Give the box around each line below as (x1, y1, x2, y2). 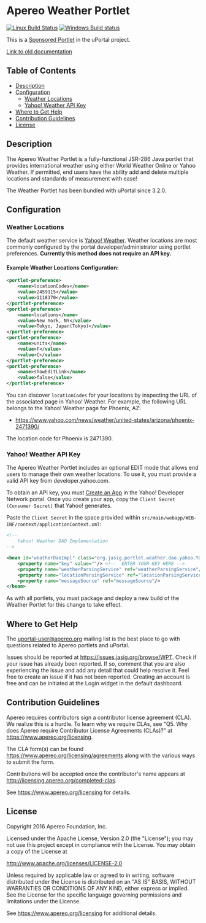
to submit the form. (6, 758, 55, 765)
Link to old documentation (6, 47, 72, 55)
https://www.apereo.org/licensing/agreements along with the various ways (6, 752, 196, 759)
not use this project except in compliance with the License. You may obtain (6, 841, 196, 848)
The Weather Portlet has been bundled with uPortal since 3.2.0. (6, 187, 167, 194)
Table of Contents (6, 66, 77, 76)
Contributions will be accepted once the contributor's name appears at (6, 770, 185, 777)
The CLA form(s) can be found (6, 745, 84, 752)
